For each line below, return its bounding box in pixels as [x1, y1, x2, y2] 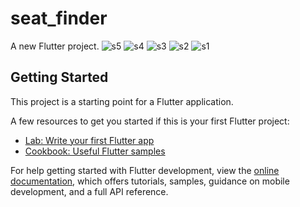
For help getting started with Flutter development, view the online [10, 164, 280, 176]
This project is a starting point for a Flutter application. [10, 95, 234, 107]
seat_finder [10, 7, 108, 30]
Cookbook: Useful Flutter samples [24, 145, 166, 157]
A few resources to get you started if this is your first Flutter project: [10, 115, 290, 127]
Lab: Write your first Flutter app [24, 134, 155, 146]
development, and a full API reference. [10, 185, 169, 197]
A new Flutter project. [10, 40, 100, 52]
